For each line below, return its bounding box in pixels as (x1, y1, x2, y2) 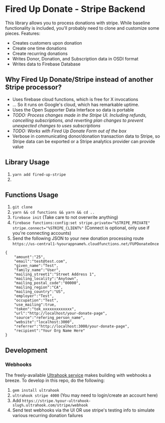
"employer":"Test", (14, 294, 55, 299)
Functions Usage (5, 191, 58, 199)
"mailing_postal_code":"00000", (14, 281, 81, 286)
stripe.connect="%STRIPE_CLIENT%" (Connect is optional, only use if (12, 225, 150, 231)
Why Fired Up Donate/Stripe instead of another (5, 75, 154, 84)
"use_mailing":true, (14, 302, 56, 308)
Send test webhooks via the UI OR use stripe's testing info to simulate (12, 407, 155, 413)
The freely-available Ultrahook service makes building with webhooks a (5, 372, 151, 378)
